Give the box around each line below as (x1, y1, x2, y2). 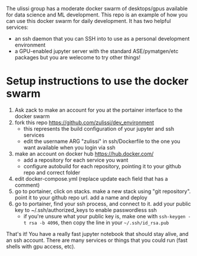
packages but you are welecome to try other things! (14, 54, 141, 61)
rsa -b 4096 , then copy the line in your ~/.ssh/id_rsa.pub (28, 219, 169, 226)
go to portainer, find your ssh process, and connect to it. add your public (14, 200, 191, 207)
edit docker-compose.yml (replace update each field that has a (14, 175, 168, 182)
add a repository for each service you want (23, 156, 129, 164)
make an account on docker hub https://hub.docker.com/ (14, 150, 154, 157)
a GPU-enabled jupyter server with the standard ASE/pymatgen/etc (14, 48, 179, 55)
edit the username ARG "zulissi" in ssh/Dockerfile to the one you (23, 138, 181, 145)
